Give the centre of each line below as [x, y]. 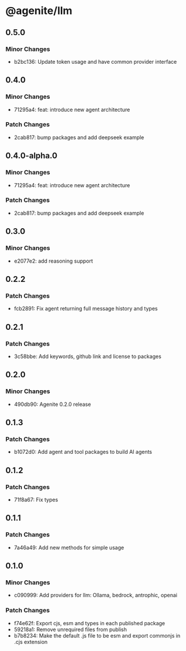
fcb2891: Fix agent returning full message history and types [86, 309]
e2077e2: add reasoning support [53, 261]
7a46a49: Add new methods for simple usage [69, 547]
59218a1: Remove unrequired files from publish [70, 629]
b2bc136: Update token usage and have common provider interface [95, 61]
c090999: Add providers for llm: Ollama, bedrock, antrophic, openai [96, 595]
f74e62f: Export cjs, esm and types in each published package [89, 623]
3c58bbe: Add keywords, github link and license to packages [87, 356]
